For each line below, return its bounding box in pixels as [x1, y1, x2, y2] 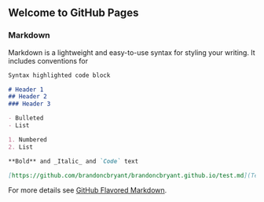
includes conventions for [8, 56, 89, 65]
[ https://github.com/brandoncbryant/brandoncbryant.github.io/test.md [8, 171, 244, 179]
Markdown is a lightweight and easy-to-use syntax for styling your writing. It [8, 47, 255, 57]
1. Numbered [8, 135, 47, 144]
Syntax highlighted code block [8, 71, 111, 79]
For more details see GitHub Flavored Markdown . [8, 185, 167, 195]
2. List [8, 143, 34, 151]
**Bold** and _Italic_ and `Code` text [8, 157, 139, 165]
